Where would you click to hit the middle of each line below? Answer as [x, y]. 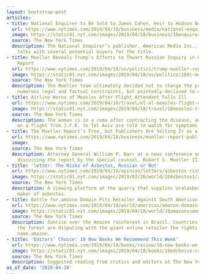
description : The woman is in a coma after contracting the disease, [102, 120]
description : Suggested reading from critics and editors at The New [102, 262]
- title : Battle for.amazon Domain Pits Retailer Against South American [102, 199]
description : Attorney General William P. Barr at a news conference [102, 154]
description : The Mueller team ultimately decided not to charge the [102, 86]
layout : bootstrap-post [37, 12]
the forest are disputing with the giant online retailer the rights [108, 228]
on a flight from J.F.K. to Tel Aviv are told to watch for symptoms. [109, 126]
